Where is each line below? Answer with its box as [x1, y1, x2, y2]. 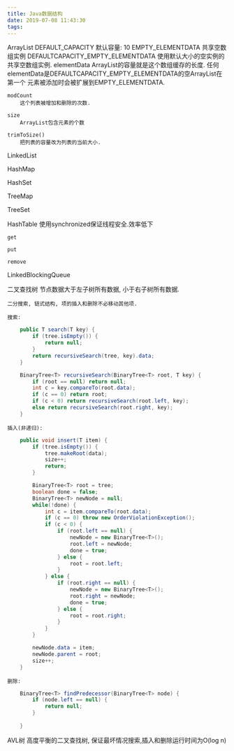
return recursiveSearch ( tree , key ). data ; [32, 352, 155, 359]
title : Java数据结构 [7, 10, 63, 17]
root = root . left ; [69, 560, 124, 567]
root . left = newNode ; [69, 540, 133, 547]
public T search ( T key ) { [20, 326, 96, 333]
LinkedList [7, 151, 37, 160]
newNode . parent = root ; [32, 650, 101, 658]
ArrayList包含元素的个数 [20, 120, 85, 127]
